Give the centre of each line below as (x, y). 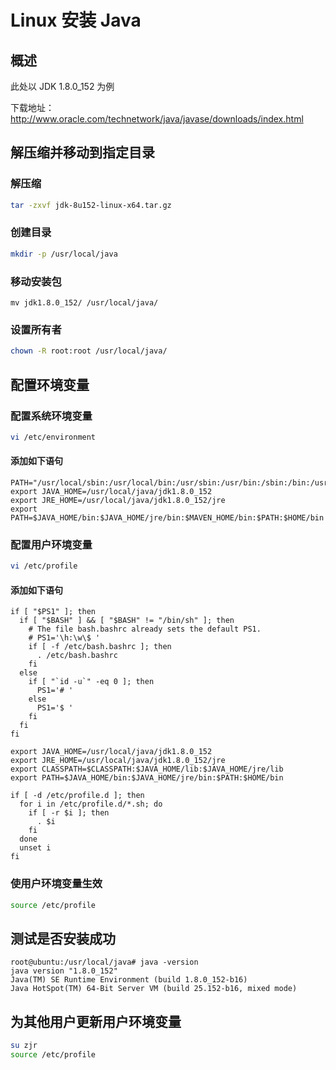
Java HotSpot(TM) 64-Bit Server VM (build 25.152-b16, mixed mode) (154, 989)
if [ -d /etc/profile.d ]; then (77, 796)
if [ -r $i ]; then (69, 813)
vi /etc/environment (53, 437)
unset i (35, 848)
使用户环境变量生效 (56, 884)
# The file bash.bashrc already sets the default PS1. (145, 629)
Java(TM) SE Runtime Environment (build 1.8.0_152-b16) (129, 980)
